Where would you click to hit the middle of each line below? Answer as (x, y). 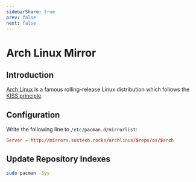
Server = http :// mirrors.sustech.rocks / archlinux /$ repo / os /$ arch (90, 140)
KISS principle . (25, 96)
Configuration (33, 115)
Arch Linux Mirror (51, 53)
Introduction (30, 75)
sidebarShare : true (31, 12)
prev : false (21, 17)
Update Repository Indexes (58, 159)
